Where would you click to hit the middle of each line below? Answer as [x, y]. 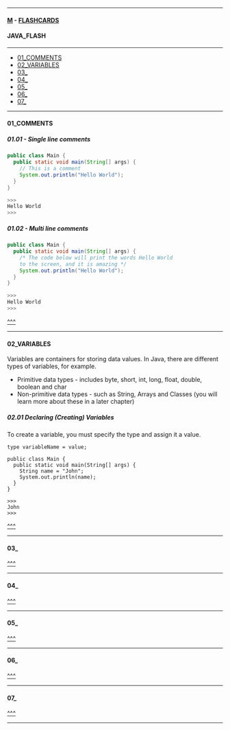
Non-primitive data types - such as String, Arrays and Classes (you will [117, 394]
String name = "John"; [52, 471]
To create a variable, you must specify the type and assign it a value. [104, 435]
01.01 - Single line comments [49, 139]
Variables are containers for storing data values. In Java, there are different [113, 359]
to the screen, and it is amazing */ [73, 264]
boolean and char [42, 387]
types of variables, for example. [52, 366]
